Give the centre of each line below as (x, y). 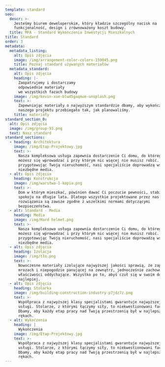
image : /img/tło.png (35, 256)
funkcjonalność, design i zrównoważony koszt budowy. (70, 28)
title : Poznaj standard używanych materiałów (61, 64)
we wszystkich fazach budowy (48, 92)
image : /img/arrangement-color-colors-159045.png (66, 60)
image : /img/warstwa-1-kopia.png (48, 183)
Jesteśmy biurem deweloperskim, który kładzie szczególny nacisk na (85, 23)
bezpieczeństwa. (35, 206)
